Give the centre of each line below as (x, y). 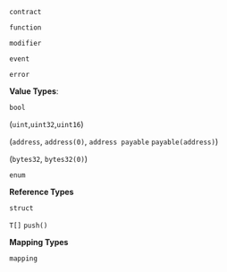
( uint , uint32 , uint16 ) (46, 124)
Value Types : (34, 91)
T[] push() (29, 225)
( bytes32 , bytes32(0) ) (48, 159)
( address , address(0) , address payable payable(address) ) (114, 141)
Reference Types (42, 192)
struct (21, 208)
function (25, 28)
